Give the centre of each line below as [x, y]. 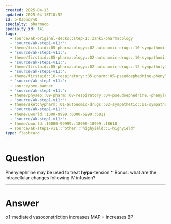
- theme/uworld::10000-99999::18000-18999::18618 [63, 123]
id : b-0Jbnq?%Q [21, 19]
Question [25, 158]
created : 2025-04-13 [27, 10]
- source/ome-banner [32, 86]
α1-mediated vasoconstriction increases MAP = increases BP [69, 217]
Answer [22, 203]
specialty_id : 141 [25, 29]
